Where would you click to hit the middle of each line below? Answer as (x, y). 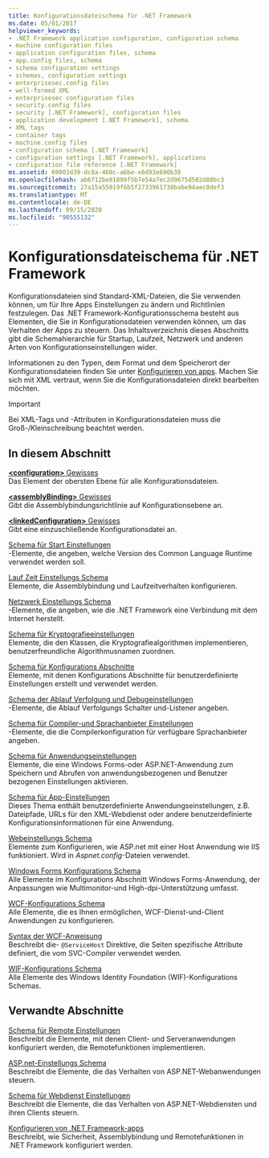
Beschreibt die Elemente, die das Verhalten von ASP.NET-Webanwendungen (134, 1071)
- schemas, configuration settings (68, 75)
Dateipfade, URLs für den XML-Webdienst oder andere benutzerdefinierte (130, 814)
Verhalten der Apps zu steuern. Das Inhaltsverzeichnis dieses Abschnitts (128, 331)
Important (24, 404)
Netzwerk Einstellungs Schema (60, 601)
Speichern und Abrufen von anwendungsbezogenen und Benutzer (118, 773)
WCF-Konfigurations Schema (57, 903)
